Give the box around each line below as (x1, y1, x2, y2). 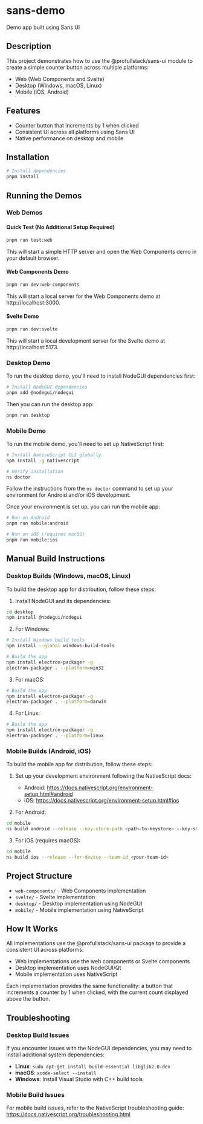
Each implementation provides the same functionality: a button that (6, 983, 173, 990)
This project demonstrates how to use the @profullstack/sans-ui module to (6, 57, 193, 64)
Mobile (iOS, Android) (14, 88, 69, 95)
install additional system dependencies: (6, 1051, 105, 1058)
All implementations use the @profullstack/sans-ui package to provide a (6, 940, 186, 947)
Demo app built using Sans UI (6, 24, 80, 31)
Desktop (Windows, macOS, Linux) (14, 82, 102, 89)
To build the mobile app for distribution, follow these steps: (6, 761, 153, 768)
